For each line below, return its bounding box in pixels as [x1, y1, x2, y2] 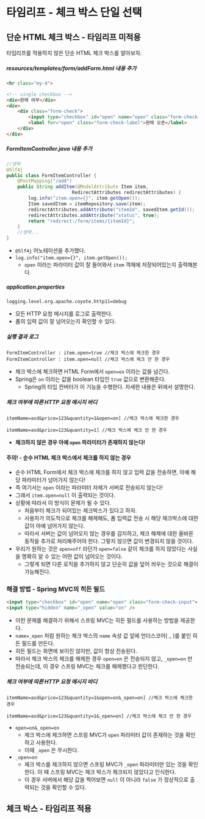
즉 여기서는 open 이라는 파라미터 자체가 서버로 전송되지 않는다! [15, 484, 163, 491]
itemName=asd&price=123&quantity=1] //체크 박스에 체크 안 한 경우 [6, 427, 168, 433]
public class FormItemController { [6, 172, 97, 178]
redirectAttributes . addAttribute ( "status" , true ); [28, 212, 160, 218]
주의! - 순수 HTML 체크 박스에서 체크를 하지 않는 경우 [6, 454, 131, 461]
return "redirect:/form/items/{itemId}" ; [28, 218, 135, 224]
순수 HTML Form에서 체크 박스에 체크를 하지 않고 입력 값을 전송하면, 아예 [15, 469, 190, 476]
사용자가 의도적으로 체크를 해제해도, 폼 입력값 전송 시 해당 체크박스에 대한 [24, 515, 199, 522]
